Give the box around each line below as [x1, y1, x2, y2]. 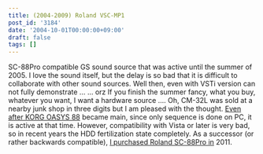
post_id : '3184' [8, 19, 61, 27]
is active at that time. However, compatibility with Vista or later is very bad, [8, 121, 250, 130]
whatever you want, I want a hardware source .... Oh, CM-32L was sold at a [8, 96, 254, 105]
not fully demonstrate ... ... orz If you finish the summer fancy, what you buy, [8, 87, 256, 97]
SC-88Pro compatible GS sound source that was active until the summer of [8, 62, 253, 71]
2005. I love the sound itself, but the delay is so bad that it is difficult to [8, 71, 238, 80]
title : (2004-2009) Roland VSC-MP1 [8, 11, 125, 20]
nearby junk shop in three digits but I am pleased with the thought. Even [8, 104, 242, 114]
